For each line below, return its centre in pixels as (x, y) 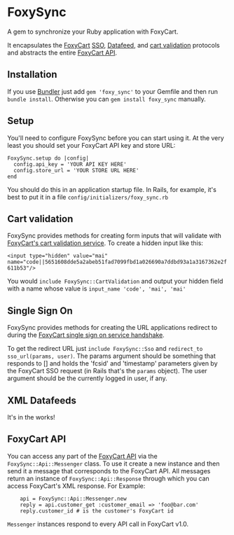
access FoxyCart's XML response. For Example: (76, 486)
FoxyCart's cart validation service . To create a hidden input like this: (105, 243)
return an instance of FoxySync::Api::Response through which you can (109, 478)
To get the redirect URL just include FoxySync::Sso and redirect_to (105, 349)
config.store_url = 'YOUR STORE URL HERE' (76, 170)
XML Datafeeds (42, 400)
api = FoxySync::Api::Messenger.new (74, 499)
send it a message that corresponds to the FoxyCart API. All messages (109, 471)
